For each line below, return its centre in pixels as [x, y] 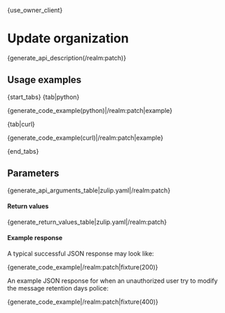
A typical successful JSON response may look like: [81, 253]
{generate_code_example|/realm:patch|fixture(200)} [83, 267]
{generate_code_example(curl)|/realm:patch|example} [85, 138]
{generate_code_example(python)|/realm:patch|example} [90, 110]
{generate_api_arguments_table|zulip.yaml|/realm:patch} [89, 190]
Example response [35, 238]
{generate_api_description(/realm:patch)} [67, 58]
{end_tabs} [23, 151]
